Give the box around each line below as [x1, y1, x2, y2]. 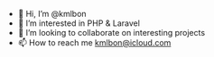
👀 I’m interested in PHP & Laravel [17, 18, 140, 28]
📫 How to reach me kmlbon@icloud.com [17, 37, 172, 48]
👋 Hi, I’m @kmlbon [17, 9, 88, 19]
